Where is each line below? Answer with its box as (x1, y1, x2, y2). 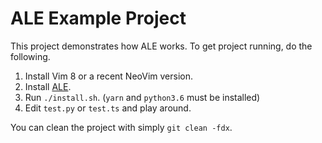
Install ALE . (24, 80, 72, 92)
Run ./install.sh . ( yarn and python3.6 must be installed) (24, 91, 261, 103)
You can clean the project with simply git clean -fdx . (10, 121, 233, 133)
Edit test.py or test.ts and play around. (24, 102, 192, 114)
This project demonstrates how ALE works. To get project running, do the (10, 40, 313, 52)
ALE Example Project (10, 7, 187, 30)
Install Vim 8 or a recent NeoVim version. (24, 70, 193, 82)
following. (10, 50, 51, 62)
